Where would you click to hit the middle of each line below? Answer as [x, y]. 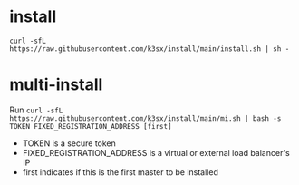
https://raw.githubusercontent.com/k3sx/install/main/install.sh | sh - [149, 49]
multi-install [56, 85]
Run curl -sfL [36, 110]
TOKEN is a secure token [69, 143]
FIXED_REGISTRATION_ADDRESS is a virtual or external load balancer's [156, 152]
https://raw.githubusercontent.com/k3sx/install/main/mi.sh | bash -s [145, 118]
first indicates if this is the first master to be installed [121, 172]
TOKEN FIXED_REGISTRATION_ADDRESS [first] [91, 126]
